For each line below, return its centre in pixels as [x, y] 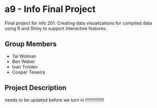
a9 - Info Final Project [50, 9]
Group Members [31, 44]
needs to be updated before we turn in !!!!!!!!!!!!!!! [55, 100]
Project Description [36, 88]
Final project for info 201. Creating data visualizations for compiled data [78, 23]
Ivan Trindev [25, 66]
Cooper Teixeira [29, 72]
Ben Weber [24, 61]
